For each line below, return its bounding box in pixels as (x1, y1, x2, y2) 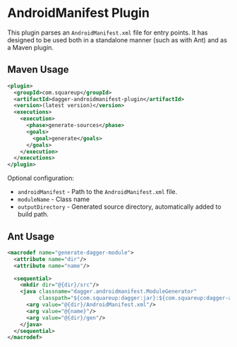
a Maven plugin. (7, 43, 54, 51)
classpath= (38, 295, 71, 302)
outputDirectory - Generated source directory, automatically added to (17, 202, 221, 211)
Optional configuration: (7, 174, 75, 183)
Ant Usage (7, 231, 55, 243)
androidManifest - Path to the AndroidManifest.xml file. (17, 188, 178, 196)
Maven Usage (7, 63, 69, 75)
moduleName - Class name (17, 195, 90, 204)
